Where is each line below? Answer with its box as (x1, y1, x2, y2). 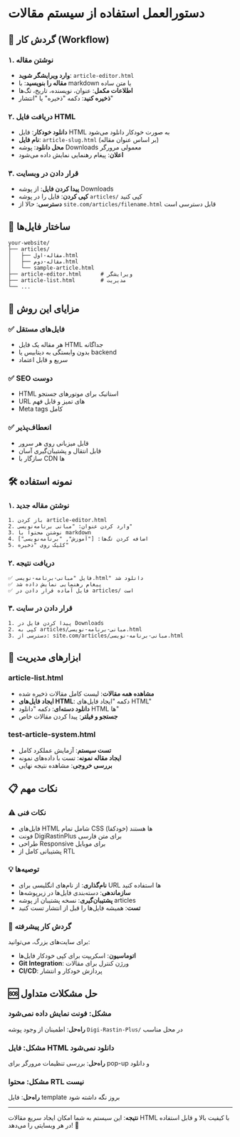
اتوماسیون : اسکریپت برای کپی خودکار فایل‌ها (18, 951, 136, 960)
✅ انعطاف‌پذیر (8, 423, 52, 433)
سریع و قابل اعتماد (18, 355, 68, 364)
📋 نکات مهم (8, 783, 58, 795)
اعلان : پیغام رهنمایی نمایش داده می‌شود (18, 151, 124, 159)
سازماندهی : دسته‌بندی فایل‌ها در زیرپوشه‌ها (18, 888, 131, 897)
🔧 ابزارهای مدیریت (8, 651, 81, 663)
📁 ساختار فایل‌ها (8, 220, 71, 233)
